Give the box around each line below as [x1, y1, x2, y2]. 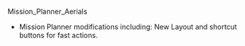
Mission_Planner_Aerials [7, 7, 88, 16]
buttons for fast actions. [18, 31, 98, 40]
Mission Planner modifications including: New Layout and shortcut [18, 22, 237, 31]
